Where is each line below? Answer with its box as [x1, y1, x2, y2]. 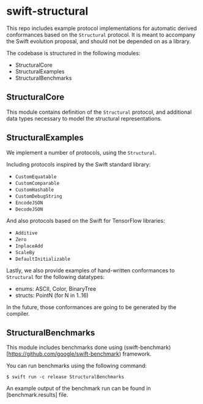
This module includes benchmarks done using [6, 344, 123, 351]
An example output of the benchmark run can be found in [6, 384, 151, 392]
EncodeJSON [15, 200, 43, 206]
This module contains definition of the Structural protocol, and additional [6, 108, 192, 116]
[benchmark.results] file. [6, 391, 68, 398]
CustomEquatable [15, 173, 57, 180]
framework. [122, 350, 152, 357]
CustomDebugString [15, 193, 62, 200]
